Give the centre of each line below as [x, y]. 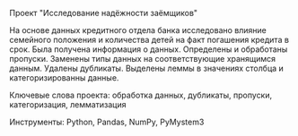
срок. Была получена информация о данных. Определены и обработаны [149, 49]
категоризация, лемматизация [68, 105]
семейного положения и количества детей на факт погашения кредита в [149, 40]
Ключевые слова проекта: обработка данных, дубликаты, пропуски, [141, 95]
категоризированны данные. [64, 78]
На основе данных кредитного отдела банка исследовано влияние [138, 30]
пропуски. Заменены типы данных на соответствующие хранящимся [143, 59]
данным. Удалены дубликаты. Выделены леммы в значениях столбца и [147, 68]
